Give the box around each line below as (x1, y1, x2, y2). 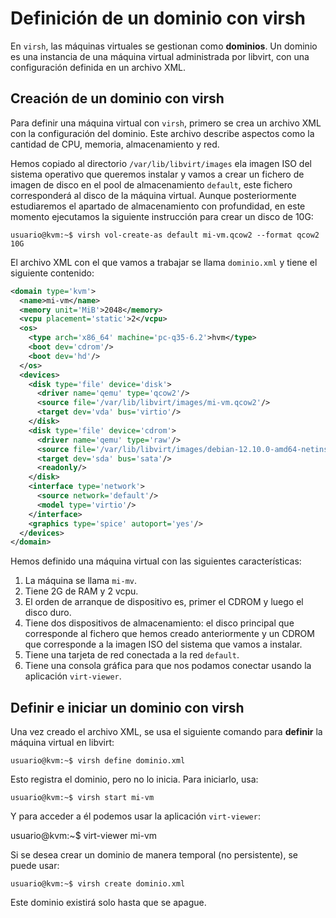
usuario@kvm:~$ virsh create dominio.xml (10, 879, 186, 889)
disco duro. (24, 607, 72, 619)
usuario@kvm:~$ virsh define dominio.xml (10, 756, 186, 766)
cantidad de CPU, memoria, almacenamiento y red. (10, 138, 220, 150)
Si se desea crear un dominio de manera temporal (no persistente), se (10, 849, 298, 861)
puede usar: (10, 860, 60, 872)
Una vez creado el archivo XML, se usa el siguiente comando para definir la (10, 726, 323, 738)
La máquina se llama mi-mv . (24, 575, 137, 587)
